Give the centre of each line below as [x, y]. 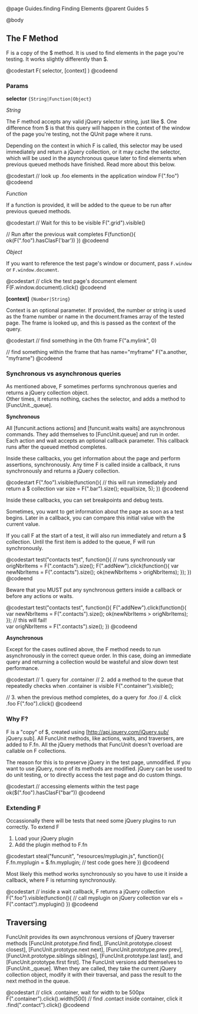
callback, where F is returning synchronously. [61, 880]
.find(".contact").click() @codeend [48, 1005]
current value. [23, 524]
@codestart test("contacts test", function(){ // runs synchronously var [91, 560]
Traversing [27, 923]
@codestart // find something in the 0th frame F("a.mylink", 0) [82, 341]
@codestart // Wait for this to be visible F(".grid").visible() [76, 223]
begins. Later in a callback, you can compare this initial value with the [90, 518]
